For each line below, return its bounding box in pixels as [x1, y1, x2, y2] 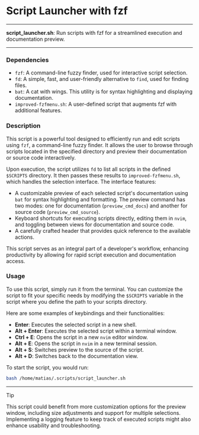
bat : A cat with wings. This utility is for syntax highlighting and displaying [14, 88, 193, 95]
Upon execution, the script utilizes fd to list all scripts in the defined [6, 165, 171, 173]
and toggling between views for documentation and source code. [14, 220, 175, 228]
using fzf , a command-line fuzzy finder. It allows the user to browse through [6, 141, 193, 148]
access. [6, 257, 25, 264]
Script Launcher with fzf [6, 4, 129, 18]
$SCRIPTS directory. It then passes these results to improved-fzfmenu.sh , [6, 171, 181, 178]
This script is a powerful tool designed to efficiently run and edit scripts [6, 135, 181, 142]
